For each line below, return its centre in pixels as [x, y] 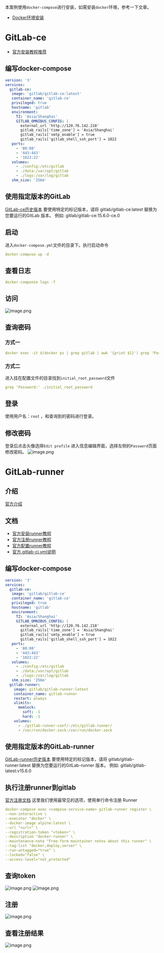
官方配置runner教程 [32, 546]
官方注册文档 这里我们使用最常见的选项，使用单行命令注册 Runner [71, 800]
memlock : [27, 708]
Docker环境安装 [28, 18]
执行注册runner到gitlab [41, 788]
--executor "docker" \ [28, 818]
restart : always [31, 698]
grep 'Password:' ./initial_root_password [49, 387]
